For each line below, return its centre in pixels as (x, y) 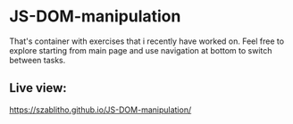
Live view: (38, 88)
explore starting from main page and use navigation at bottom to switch (141, 50)
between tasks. (38, 60)
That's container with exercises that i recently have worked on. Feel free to (146, 41)
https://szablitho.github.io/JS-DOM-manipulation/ (100, 110)
